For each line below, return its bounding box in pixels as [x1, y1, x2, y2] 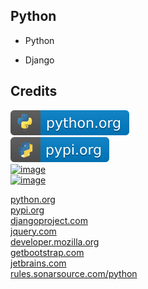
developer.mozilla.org [10, 235, 100, 248]
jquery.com [10, 225, 57, 237]
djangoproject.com [10, 214, 88, 226]
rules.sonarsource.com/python [10, 267, 138, 279]
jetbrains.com [10, 257, 67, 269]
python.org [10, 193, 56, 205]
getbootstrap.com [10, 246, 85, 258]
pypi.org [10, 204, 45, 216]
